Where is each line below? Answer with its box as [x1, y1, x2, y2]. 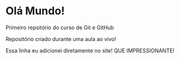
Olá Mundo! [5, 4, 65, 18]
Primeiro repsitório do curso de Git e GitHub [5, 24, 115, 31]
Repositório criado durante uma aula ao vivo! [5, 35, 116, 42]
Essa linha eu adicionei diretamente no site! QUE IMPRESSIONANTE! [5, 46, 175, 54]
